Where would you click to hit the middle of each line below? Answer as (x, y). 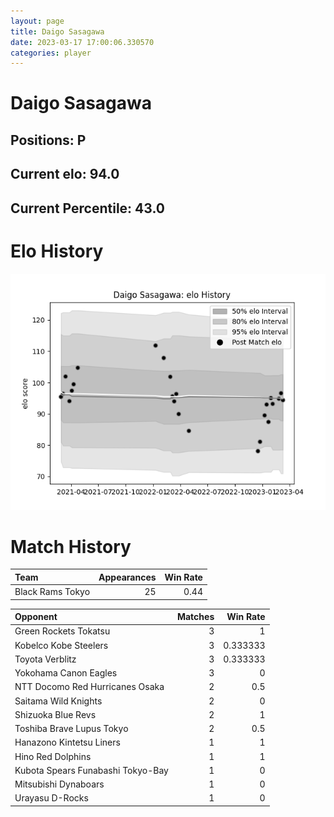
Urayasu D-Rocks (51, 798)
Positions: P (48, 140)
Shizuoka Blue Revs (55, 714)
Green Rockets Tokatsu (62, 631)
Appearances (127, 577)
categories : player (51, 53)
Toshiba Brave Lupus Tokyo (71, 729)
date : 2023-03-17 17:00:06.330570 (82, 42)
